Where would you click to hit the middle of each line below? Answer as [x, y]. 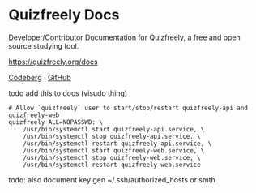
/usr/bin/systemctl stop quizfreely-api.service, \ [112, 136]
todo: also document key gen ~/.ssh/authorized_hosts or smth [112, 179]
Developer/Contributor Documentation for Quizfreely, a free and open [124, 37]
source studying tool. [44, 45]
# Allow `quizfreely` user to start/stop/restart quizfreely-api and [128, 108]
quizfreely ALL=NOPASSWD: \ [56, 122]
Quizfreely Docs [64, 15]
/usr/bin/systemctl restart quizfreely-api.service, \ [117, 144]
